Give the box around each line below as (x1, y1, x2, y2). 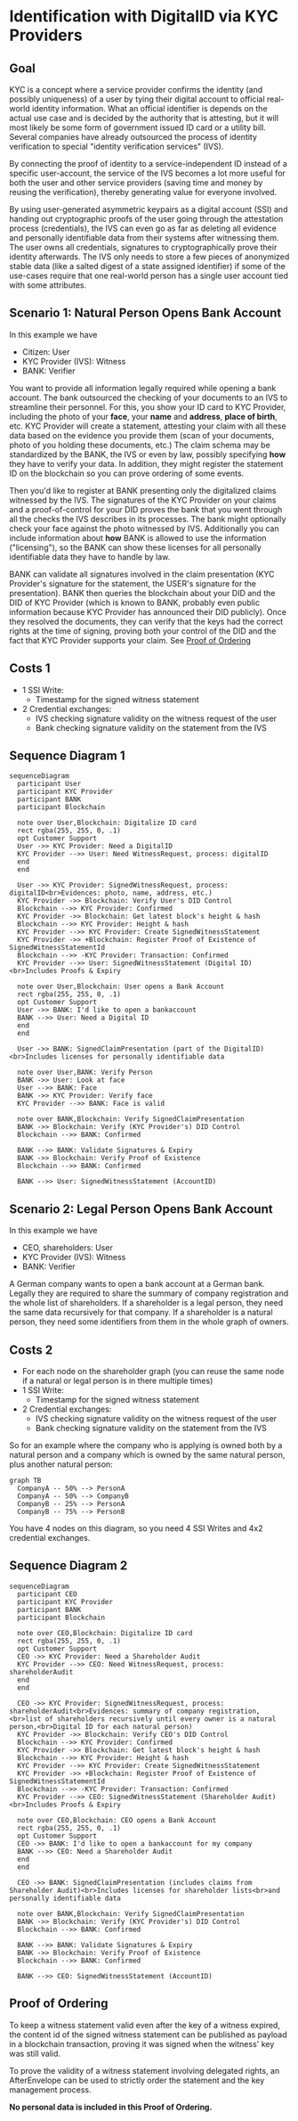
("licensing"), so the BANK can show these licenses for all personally (9, 542, 262, 553)
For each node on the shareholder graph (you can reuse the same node (21, 1366, 285, 1377)
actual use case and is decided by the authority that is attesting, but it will (9, 113, 278, 123)
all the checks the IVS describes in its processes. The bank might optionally (9, 513, 286, 524)
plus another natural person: (9, 1459, 113, 1470)
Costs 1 (9, 661, 51, 676)
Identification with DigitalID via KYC (9, 6, 278, 27)
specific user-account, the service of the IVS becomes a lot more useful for (9, 168, 286, 178)
